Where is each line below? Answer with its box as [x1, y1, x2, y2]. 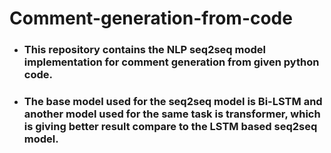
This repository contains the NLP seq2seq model [23, 43, 266, 57]
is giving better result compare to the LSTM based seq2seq [23, 120, 318, 134]
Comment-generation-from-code [9, 7, 293, 30]
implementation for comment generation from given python [23, 55, 320, 69]
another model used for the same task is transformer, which [23, 107, 321, 121]
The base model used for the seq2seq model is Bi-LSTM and [23, 95, 323, 109]
